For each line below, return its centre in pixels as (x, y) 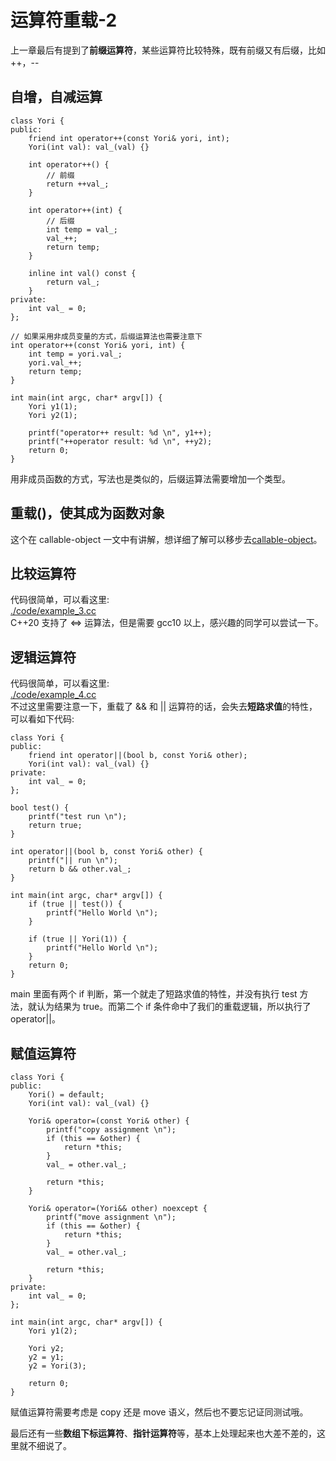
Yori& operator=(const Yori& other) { (109, 1121)
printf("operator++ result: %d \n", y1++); (120, 432)
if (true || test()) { (75, 904)
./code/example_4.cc (53, 695)
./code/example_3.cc (53, 611)
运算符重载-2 (64, 20)
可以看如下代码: (42, 719)
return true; (55, 826)
